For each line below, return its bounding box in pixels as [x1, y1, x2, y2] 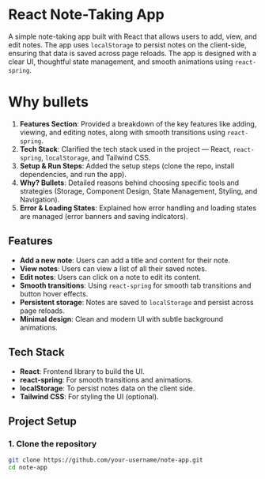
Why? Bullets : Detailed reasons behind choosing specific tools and [19, 178, 240, 187]
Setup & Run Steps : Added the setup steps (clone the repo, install [19, 160, 235, 171]
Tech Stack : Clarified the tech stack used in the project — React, [19, 144, 232, 153]
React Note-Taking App [8, 6, 165, 24]
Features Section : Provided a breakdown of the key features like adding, [19, 119, 257, 128]
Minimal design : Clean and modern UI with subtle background [19, 314, 224, 323]
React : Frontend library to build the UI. [19, 366, 145, 376]
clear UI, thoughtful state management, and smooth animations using [8, 57, 233, 66]
